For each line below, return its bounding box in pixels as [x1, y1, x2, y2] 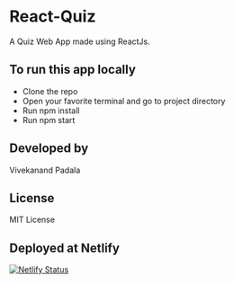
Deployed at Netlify [9, 240, 120, 255]
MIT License [9, 214, 56, 226]
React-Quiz [9, 6, 96, 27]
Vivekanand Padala [9, 164, 81, 175]
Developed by [9, 141, 89, 156]
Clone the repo [22, 85, 78, 96]
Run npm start [22, 114, 76, 125]
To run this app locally [9, 62, 137, 77]
